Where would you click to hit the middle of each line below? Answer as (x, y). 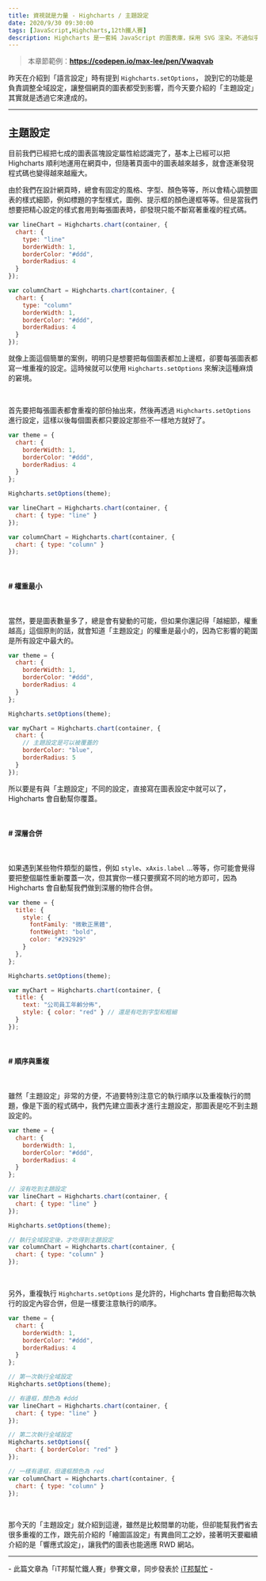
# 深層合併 (25, 834)
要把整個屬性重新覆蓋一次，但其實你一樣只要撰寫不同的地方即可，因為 (123, 877)
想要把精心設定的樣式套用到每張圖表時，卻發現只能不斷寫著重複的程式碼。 (129, 210)
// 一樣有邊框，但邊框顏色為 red (56, 1471)
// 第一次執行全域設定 (40, 1377)
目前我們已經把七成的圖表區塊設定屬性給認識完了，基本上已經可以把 (119, 153)
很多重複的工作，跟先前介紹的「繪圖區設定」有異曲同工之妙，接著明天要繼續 (133, 1535)
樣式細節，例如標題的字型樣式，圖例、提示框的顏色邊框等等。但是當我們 (140, 200)
